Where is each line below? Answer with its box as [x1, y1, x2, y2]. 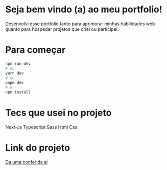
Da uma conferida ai [5, 159, 48, 165]
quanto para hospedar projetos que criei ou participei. [5, 26, 119, 32]
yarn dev [5, 70, 24, 75]
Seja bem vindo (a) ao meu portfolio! [5, 4, 162, 15]
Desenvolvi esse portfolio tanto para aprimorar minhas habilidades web [5, 21, 155, 27]
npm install [5, 90, 31, 95]
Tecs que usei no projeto [5, 107, 112, 119]
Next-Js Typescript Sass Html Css [5, 124, 78, 130]
